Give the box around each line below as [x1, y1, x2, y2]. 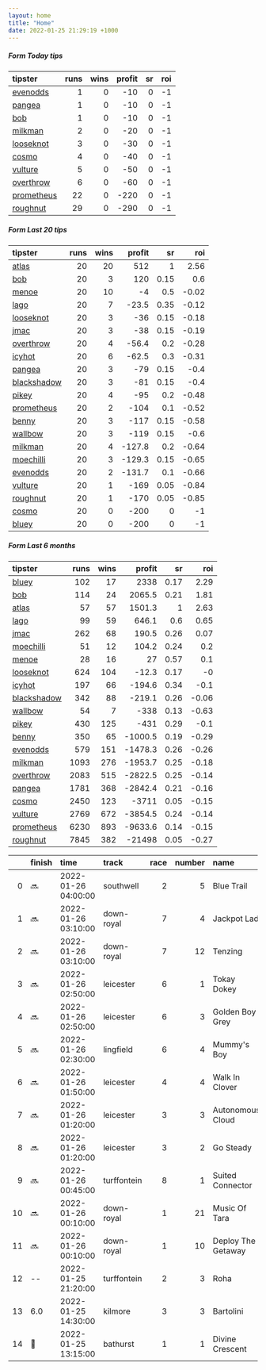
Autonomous [212, 1104, 261, 1115]
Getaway [212, 1245, 246, 1257]
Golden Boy [212, 1007, 256, 1018]
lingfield [102, 1044, 133, 1055]
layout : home [8, 11, 51, 20]
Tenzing [212, 946, 243, 957]
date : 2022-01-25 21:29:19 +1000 [8, 26, 119, 34]
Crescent [212, 1344, 247, 1355]
